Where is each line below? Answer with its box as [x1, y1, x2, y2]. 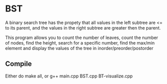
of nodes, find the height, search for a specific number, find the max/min [5, 39, 155, 45]
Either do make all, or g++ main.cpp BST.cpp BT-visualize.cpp [5, 73, 133, 79]
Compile [5, 59, 32, 68]
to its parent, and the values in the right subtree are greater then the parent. [5, 24, 161, 30]
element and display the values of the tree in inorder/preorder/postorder [5, 45, 153, 51]
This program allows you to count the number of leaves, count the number [5, 34, 158, 40]
